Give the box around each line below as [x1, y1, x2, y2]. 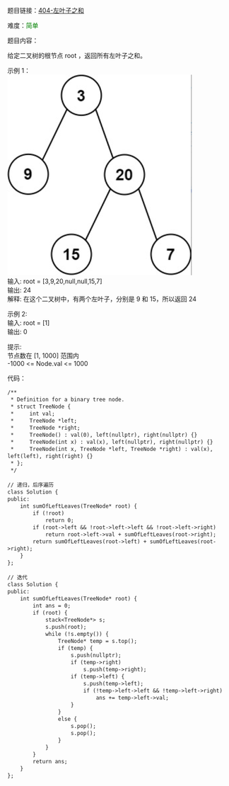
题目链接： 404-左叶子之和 [7, 6, 85, 14]
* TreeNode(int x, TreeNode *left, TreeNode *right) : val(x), [10, 445, 213, 452]
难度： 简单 [7, 21, 39, 30]
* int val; [10, 410, 55, 417]
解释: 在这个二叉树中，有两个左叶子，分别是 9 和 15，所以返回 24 [7, 295, 196, 303]
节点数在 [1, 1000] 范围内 [7, 351, 79, 360]
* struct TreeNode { [10, 403, 71, 410]
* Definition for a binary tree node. [10, 396, 125, 403]
